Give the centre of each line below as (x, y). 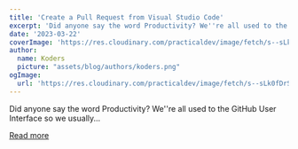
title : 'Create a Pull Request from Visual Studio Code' (117, 17)
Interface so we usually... (55, 118)
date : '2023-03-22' (45, 34)
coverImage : (31, 42)
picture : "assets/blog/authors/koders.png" (98, 67)
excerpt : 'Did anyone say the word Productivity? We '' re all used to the (149, 26)
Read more (29, 135)
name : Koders (41, 59)
